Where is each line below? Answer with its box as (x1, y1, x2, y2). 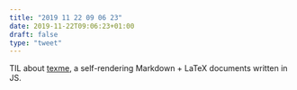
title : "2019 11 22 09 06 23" (9, 13, 123, 22)
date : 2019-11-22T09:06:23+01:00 (9, 22, 135, 31)
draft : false (9, 30, 58, 39)
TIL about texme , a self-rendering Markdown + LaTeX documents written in (9, 63, 288, 74)
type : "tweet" (9, 38, 63, 48)
